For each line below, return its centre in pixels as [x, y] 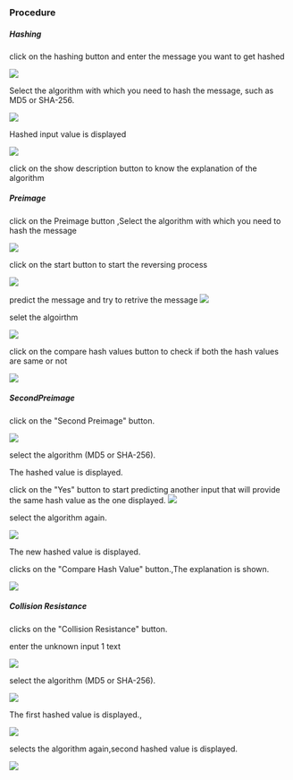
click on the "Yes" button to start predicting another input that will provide [145, 489]
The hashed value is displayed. [66, 472]
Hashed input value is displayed [68, 134]
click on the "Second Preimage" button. [82, 420]
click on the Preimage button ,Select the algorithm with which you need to [145, 220]
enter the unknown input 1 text [65, 646]
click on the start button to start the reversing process [109, 264]
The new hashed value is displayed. [75, 552]
